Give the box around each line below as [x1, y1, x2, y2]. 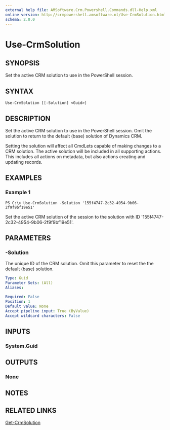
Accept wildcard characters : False [5, 313, 80, 318]
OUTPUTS [5, 358, 38, 367]
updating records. [5, 159, 42, 165]
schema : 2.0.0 [5, 17, 35, 22]
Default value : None [5, 304, 49, 309]
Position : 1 [5, 299, 30, 304]
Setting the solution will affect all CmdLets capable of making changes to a [5, 143, 161, 149]
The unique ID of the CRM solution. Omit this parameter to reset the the [5, 261, 154, 267]
